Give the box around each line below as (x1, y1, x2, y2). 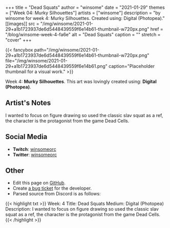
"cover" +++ (5, 37, 32, 43)
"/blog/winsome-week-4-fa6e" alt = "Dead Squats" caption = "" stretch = (5, 32, 161, 37)
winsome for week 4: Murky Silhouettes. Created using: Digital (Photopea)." (5, 15, 165, 21)
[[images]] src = (5, 20, 39, 27)
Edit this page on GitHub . (12, 180, 66, 186)
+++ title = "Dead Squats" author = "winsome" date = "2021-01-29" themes (5, 5, 165, 10)
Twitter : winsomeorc (12, 151, 57, 157)
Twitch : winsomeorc (12, 146, 56, 152)
